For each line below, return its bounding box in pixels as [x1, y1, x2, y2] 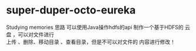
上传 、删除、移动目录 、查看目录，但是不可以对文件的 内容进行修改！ [6, 38, 175, 45]
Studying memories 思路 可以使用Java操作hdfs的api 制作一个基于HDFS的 [6, 23, 184, 30]
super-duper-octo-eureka [6, 4, 136, 17]
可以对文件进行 [17, 30, 54, 38]
